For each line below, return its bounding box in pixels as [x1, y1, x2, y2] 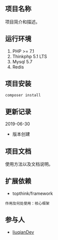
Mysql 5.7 [12, 58, 33, 64]
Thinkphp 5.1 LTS [12, 53, 47, 59]
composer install [5, 93, 41, 98]
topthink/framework [12, 190, 53, 196]
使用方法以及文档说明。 [5, 161, 53, 167]
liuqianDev [12, 229, 34, 235]
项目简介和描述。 [5, 19, 40, 25]
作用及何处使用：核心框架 [5, 201, 50, 206]
